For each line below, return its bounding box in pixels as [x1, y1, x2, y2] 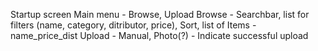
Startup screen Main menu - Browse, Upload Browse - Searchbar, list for [10, 9, 310, 20]
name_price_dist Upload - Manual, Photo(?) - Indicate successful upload [10, 30, 309, 41]
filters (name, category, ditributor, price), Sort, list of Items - [10, 19, 257, 31]
